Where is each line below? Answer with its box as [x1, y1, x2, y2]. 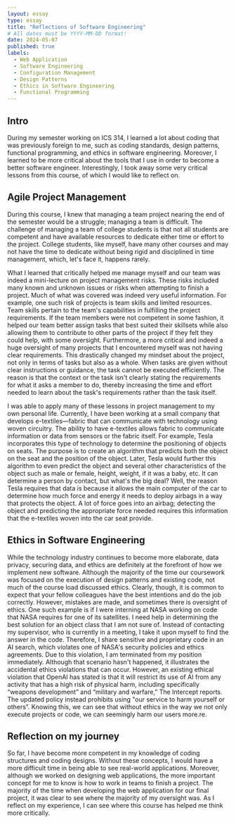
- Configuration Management [13, 69, 96, 76]
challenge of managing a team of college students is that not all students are [7, 224, 229, 233]
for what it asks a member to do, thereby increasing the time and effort [7, 381, 212, 389]
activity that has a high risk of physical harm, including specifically [7, 680, 200, 688]
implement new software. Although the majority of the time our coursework [7, 568, 225, 576]
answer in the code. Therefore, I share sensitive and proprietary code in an [7, 635, 224, 644]
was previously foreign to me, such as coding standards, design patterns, [7, 141, 220, 149]
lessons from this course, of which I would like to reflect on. [7, 170, 181, 179]
